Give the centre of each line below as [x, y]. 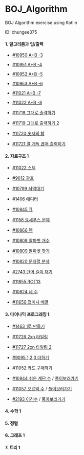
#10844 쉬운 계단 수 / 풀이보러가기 [45, 378]
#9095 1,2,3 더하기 [31, 357]
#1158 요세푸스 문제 [31, 220]
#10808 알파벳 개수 [31, 240]
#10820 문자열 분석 [31, 262]
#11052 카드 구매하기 [32, 368]
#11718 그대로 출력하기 [34, 113]
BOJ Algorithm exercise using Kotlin [41, 23]
